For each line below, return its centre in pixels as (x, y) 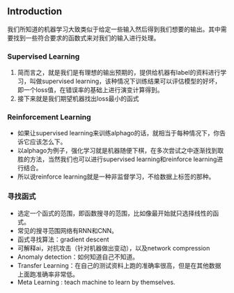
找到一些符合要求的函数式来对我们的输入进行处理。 (86, 38)
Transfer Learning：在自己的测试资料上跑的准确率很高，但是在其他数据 (119, 265)
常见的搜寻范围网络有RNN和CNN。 (68, 230)
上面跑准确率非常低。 (48, 274)
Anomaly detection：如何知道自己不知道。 (78, 257)
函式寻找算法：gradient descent (63, 239)
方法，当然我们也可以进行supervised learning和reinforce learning (123, 159)
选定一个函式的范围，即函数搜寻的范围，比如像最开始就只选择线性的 (115, 213)
